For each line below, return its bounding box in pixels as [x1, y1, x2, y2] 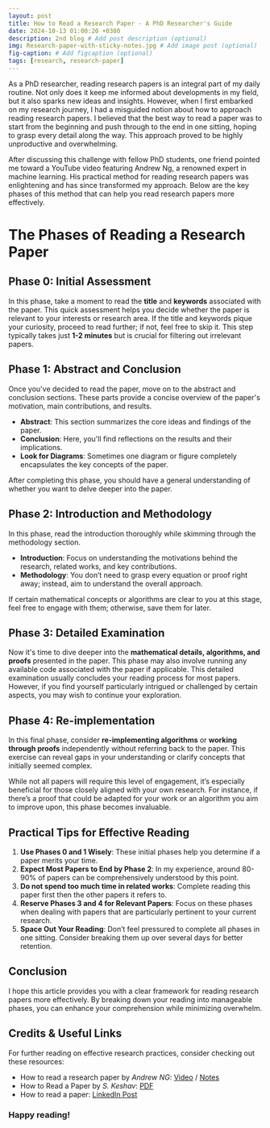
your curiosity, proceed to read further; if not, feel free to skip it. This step [8, 322, 254, 332]
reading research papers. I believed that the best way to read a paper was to [8, 113, 263, 123]
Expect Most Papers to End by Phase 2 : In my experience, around [19, 864, 240, 874]
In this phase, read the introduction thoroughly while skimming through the [8, 528, 256, 538]
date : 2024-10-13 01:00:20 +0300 [8, 27, 121, 35]
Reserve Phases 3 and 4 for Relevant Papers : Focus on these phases [19, 898, 253, 908]
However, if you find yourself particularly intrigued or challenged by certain [8, 682, 258, 691]
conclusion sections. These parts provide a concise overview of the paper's [8, 392, 260, 402]
